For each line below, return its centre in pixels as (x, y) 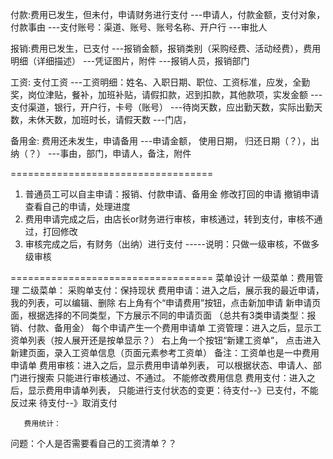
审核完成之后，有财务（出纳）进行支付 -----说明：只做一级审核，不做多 (172, 244)
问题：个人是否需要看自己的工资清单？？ (93, 443)
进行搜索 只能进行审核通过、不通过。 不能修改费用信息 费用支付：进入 (162, 377)
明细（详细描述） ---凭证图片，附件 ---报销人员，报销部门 (130, 61)
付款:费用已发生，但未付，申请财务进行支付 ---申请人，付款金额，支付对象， (168, 14)
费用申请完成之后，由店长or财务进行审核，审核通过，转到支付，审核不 (169, 219)
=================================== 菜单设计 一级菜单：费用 (162, 277)
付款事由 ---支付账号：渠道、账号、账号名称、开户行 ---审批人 (139, 27)
